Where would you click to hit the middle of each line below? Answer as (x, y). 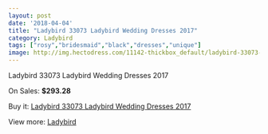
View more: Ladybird (43, 122)
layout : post (30, 16)
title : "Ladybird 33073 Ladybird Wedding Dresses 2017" (103, 30)
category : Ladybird (41, 38)
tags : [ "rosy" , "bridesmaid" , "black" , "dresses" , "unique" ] (105, 45)
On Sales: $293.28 (40, 91)
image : (19, 53)
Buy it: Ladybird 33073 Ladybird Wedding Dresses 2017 (100, 106)
